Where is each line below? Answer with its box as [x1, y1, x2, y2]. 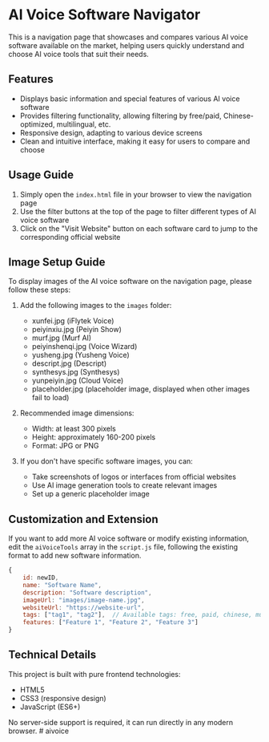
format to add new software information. [8, 551, 142, 561]
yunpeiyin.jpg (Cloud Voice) [31, 375, 124, 386]
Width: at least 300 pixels [31, 424, 116, 434]
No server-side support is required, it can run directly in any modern [8, 717, 234, 727]
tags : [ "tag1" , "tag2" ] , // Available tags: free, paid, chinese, [22, 611, 252, 619]
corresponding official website [19, 232, 121, 241]
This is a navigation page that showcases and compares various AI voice [8, 32, 248, 42]
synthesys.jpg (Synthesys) [31, 367, 120, 377]
